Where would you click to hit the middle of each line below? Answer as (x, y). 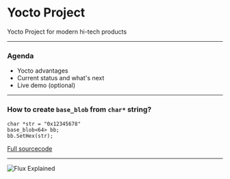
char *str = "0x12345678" (44, 124)
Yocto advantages (42, 71)
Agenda (21, 56)
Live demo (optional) (46, 85)
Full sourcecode (30, 148)
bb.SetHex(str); (30, 136)
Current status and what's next (61, 78)
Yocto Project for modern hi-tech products (67, 32)
